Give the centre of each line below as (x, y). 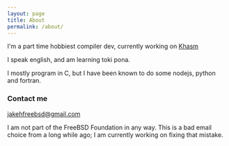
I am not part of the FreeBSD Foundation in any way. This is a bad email (110, 127)
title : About (26, 20)
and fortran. (24, 81)
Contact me (27, 99)
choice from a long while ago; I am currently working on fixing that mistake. (116, 135)
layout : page (26, 14)
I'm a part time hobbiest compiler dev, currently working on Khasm (103, 47)
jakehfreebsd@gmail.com (44, 114)
